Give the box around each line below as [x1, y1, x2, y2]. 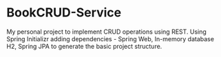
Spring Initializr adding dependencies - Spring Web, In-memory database [6, 34, 215, 43]
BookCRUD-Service [6, 5, 122, 21]
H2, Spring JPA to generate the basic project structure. [6, 42, 162, 50]
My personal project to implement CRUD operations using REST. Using [6, 27, 207, 36]
